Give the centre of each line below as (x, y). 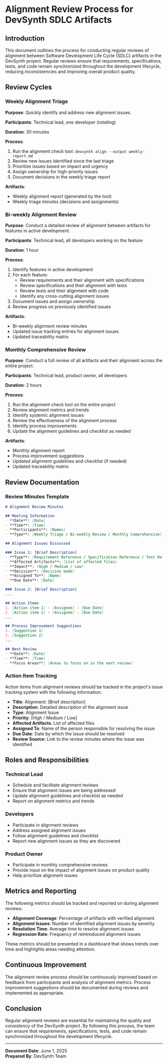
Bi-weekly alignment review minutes (50, 326)
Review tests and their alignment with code (64, 291)
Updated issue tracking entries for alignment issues (65, 331)
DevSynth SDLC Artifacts (58, 20)
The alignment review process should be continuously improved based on (81, 977)
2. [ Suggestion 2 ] (24, 636)
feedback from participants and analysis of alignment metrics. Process (78, 982)
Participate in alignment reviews (45, 825)
